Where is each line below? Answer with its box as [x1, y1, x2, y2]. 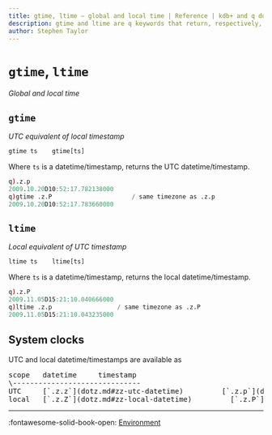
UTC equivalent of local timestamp [8, 131, 125, 142]
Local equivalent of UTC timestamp [8, 242, 127, 252]
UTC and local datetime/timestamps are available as [8, 354, 182, 365]
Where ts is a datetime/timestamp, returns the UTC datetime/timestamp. [8, 162, 250, 171]
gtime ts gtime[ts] [8, 147, 85, 156]
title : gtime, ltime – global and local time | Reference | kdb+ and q [8, 11, 255, 20]
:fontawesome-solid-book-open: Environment [8, 417, 161, 427]
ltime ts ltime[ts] [8, 258, 85, 266]
